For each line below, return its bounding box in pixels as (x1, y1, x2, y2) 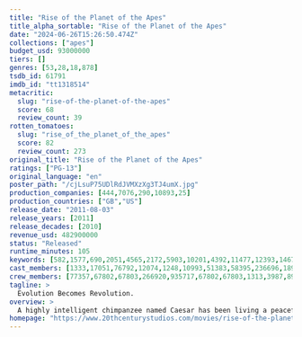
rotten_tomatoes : (9, 122, 75, 131)
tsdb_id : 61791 (9, 72, 67, 81)
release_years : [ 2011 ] (9, 213, 94, 223)
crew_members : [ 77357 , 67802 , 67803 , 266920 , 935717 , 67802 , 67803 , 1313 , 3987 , (9, 272, 288, 281)
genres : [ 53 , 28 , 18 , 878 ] (9, 64, 99, 73)
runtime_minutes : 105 (9, 247, 91, 256)
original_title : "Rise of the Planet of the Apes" (9, 155, 203, 164)
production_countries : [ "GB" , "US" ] (9, 197, 143, 207)
